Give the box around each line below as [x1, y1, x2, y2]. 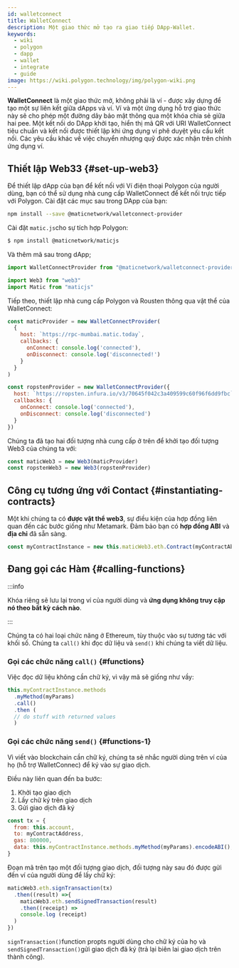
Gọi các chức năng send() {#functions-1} [7, 737, 152, 747]
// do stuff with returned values [14, 713, 116, 720]
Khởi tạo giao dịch [17, 788, 71, 797]
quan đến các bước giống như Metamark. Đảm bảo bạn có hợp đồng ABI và [7, 522, 230, 530]
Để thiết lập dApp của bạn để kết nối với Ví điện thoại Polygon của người [7, 181, 219, 190]
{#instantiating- [150, 484, 223, 496]
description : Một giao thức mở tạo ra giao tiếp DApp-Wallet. [7, 24, 196, 31]
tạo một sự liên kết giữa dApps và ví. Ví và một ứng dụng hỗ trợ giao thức [7, 104, 222, 113]
